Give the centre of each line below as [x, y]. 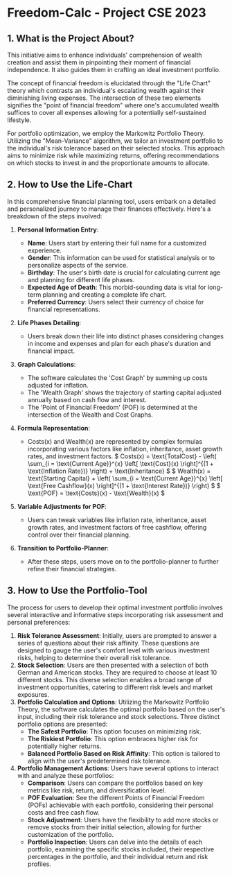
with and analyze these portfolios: [65, 775]
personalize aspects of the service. [78, 265]
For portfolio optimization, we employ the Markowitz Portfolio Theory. [106, 133]
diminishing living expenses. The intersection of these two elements [104, 98]
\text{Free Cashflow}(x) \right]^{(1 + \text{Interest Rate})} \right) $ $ [124, 485]
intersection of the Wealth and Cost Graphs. [90, 415]
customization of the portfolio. [71, 834]
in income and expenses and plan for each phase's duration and [119, 343]
